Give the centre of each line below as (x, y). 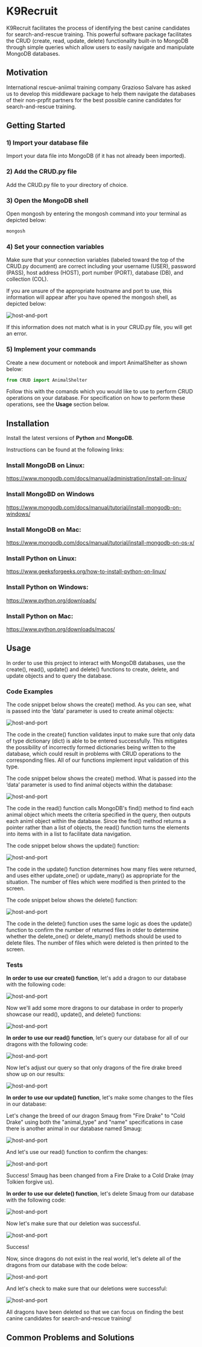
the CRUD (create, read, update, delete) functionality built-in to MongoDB (97, 41)
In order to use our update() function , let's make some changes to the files (100, 1098)
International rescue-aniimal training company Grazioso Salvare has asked (99, 87)
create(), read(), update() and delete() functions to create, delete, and (93, 669)
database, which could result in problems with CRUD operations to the (93, 754)
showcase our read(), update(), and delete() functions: (74, 1014)
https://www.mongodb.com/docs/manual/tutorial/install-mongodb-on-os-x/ (100, 543)
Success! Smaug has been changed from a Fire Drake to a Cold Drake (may (100, 1176)
